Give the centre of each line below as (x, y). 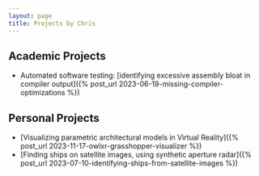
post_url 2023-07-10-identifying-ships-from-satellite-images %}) (129, 163)
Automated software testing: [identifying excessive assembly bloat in (135, 75)
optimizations (43, 93)
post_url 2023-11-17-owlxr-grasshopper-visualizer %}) (111, 146)
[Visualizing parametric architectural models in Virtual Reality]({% (129, 137)
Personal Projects (54, 118)
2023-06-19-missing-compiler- (171, 84)
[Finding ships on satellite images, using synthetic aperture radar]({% (136, 155)
